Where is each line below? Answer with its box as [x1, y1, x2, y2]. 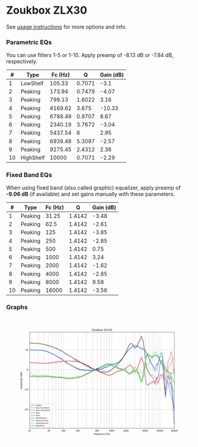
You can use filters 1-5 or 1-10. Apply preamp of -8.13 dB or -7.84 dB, [6, 52, 174, 59]
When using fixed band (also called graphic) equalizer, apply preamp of [6, 184, 181, 191]
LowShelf [20, 80, 44, 87]
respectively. [6, 58, 37, 65]
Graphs [6, 303, 28, 311]
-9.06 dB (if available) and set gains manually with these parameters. [6, 191, 175, 198]
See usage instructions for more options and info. [6, 23, 127, 30]
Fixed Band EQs [6, 171, 52, 179]
